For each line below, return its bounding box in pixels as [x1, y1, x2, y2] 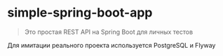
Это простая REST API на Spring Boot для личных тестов [24, 28, 194, 36]
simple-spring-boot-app [7, 5, 153, 21]
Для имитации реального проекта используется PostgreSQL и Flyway [7, 41, 216, 49]
